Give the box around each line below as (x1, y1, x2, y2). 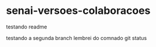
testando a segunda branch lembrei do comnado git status (6, 34, 147, 41)
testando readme (6, 23, 47, 30)
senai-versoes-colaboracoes (6, 4, 151, 17)
